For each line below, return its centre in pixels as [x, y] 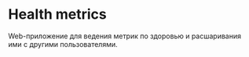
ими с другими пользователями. [63, 44]
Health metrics [58, 14]
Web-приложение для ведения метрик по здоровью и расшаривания [125, 36]
